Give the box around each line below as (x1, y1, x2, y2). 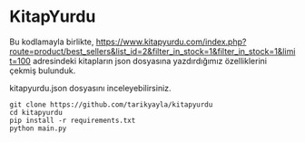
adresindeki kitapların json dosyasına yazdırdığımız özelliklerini (33, 55, 268, 66)
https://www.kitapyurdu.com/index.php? (95, 36, 247, 47)
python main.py (9, 124, 67, 133)
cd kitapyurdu (9, 108, 64, 117)
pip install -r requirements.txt (9, 116, 136, 125)
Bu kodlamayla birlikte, (9, 36, 94, 47)
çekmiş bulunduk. (9, 65, 76, 76)
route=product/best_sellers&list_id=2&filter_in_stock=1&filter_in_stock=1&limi (9, 45, 296, 56)
